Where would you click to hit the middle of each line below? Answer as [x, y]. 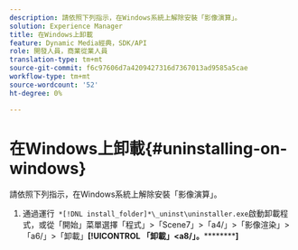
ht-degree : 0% [36, 93]
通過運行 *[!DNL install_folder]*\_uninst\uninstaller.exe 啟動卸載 [151, 214]
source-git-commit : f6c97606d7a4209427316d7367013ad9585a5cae [129, 69]
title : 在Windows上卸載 [51, 34]
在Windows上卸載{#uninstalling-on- [149, 148]
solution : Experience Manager [66, 26]
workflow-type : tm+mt [50, 77]
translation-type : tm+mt [56, 60]
